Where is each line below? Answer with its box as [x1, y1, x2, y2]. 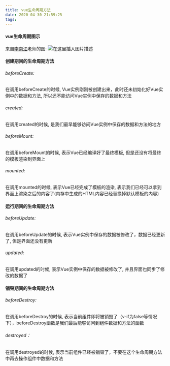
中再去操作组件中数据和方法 [5, 355, 63, 361]
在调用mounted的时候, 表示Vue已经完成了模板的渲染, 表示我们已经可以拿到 [5, 184, 162, 190]
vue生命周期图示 [5, 33, 41, 39]
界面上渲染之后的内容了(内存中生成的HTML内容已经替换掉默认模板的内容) [5, 190, 159, 196]
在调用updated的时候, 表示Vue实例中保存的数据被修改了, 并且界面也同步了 [5, 266, 161, 272]
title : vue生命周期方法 [5, 7, 51, 13]
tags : [5, 17, 17, 22]
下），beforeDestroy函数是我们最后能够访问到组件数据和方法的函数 [5, 320, 145, 326]
